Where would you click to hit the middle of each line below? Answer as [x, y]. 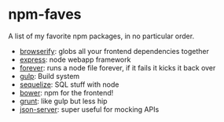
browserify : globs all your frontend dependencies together [114, 51]
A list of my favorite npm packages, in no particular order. [101, 36]
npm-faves [45, 14]
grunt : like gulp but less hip [63, 101]
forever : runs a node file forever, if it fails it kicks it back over [118, 67]
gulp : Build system [50, 76]
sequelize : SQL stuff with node [69, 84]
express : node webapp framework [75, 59]
